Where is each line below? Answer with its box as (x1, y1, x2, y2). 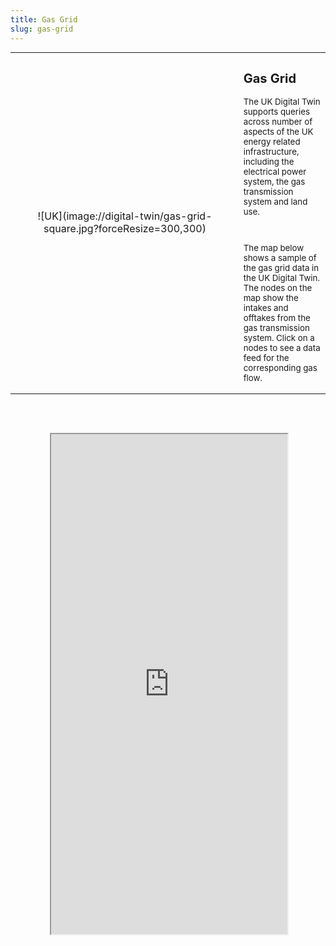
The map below (243, 242, 305, 254)
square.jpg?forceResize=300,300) (43, 222, 207, 236)
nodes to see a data (243, 342, 321, 354)
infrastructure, (243, 146, 300, 157)
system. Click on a (243, 332, 315, 344)
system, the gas (243, 176, 306, 187)
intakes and (243, 302, 289, 314)
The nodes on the (243, 282, 313, 294)
